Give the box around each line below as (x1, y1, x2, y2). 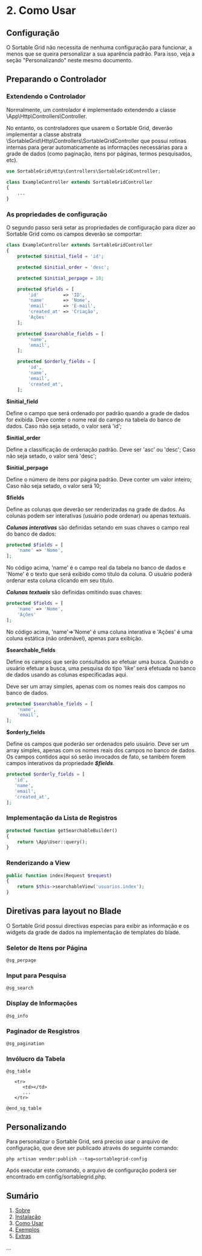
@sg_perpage (6, 958, 36, 964)
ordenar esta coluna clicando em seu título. (6, 577, 114, 584)
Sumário (6, 1191, 39, 1201)
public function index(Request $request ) (6, 872, 112, 878)
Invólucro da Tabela (6, 1054, 65, 1063)
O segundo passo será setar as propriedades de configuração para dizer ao (6, 224, 196, 231)
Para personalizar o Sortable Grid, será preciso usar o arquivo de (6, 1138, 168, 1145)
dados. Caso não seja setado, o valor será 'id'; (6, 422, 122, 430)
